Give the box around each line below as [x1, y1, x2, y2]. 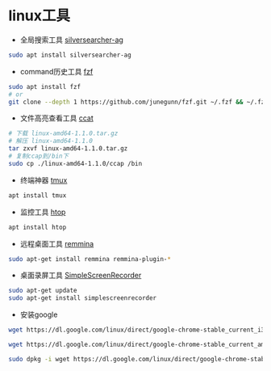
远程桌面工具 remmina [19, 238, 94, 248]
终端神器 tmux [19, 175, 68, 185]
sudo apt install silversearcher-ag [8, 51, 131, 59]
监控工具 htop [19, 207, 66, 217]
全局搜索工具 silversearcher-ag [19, 35, 123, 44]
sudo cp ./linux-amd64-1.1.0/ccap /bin [8, 159, 143, 167]
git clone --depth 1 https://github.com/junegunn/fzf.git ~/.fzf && [8, 98, 244, 106]
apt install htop [8, 223, 67, 231]
